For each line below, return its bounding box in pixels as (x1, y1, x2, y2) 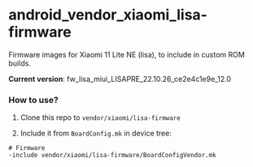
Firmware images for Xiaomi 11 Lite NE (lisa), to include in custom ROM (8, 49, 246, 59)
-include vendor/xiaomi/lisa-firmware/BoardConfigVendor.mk (8, 152, 217, 160)
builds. (8, 58, 31, 68)
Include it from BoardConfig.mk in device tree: (20, 128, 172, 139)
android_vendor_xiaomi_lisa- (8, 6, 207, 24)
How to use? (8, 94, 59, 105)
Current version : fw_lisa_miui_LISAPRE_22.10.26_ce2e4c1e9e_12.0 (8, 74, 232, 83)
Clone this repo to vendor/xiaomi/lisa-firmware (20, 113, 181, 122)
